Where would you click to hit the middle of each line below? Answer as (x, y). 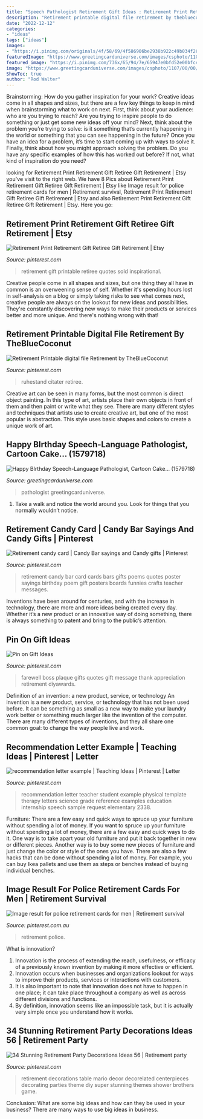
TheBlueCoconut (39, 343)
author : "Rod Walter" (34, 79)
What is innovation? (31, 948)
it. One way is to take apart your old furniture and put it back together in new (101, 838)
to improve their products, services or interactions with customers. (98, 980)
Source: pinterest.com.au (38, 925)
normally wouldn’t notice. (47, 510)
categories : (21, 29)
